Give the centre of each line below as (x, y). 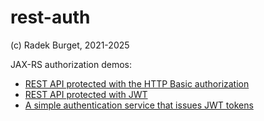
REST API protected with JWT (86, 94)
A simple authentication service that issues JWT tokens (139, 105)
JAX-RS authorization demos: (71, 64)
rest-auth (50, 17)
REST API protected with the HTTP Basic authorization (137, 83)
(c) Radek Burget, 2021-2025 (70, 45)
